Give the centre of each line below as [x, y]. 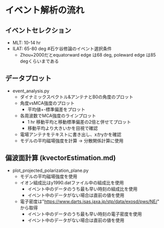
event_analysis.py [31, 91]
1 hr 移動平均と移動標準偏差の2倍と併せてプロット [79, 122]
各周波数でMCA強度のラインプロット [58, 115]
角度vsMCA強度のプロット [47, 103]
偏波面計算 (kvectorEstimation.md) [61, 158]
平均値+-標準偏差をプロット [56, 109]
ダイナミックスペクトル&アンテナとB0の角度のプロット [77, 97]
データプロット [28, 78]
